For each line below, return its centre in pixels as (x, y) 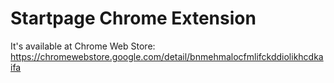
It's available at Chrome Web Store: (83, 46)
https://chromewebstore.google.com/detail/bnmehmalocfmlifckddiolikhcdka (167, 56)
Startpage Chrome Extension (133, 18)
